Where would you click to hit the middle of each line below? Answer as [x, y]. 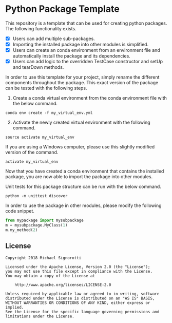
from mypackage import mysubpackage [44, 221]
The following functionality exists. [41, 28]
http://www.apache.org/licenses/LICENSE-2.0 [63, 285]
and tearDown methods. [38, 67]
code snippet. [20, 211]
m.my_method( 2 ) [22, 230]
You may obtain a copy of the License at [50, 276]
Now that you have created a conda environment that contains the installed [85, 171]
